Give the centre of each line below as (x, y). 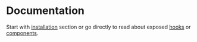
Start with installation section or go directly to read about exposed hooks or (98, 27)
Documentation (46, 11)
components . (22, 33)
